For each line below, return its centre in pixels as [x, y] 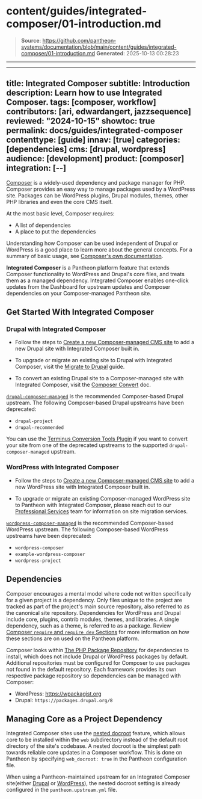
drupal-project [34, 421]
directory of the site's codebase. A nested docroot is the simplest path [93, 746]
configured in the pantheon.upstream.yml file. [62, 790]
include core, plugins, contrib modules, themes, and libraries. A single [93, 619]
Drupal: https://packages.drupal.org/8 [64, 700]
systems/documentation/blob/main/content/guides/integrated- [99, 47]
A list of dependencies [43, 225]
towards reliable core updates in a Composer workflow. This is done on [94, 753]
